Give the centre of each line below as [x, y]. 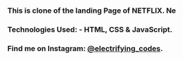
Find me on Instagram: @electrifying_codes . [85, 48]
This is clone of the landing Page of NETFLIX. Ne [92, 11]
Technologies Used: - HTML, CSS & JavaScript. [90, 29]
